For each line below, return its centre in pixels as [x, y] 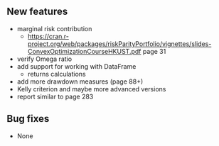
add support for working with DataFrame [76, 66]
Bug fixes [28, 119]
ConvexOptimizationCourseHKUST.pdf [84, 51]
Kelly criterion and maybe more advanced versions [91, 89]
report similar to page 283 [55, 96]
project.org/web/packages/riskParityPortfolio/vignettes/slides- [119, 44]
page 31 [154, 51]
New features [37, 12]
